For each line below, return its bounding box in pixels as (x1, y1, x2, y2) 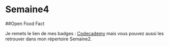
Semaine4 (5, 4, 49, 15)
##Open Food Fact (5, 20, 45, 27)
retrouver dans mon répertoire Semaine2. (5, 36, 92, 42)
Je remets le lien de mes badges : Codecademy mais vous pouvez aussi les (5, 30, 164, 36)
